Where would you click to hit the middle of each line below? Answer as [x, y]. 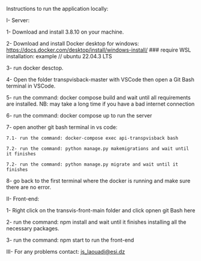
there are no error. [29, 187]
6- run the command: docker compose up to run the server [79, 115]
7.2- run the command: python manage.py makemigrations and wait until [97, 149]
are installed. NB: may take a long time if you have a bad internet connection [100, 104]
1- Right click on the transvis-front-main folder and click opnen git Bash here [101, 210]
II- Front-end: [23, 199]
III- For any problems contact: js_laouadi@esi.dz [66, 252]
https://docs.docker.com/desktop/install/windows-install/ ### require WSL [99, 50]
